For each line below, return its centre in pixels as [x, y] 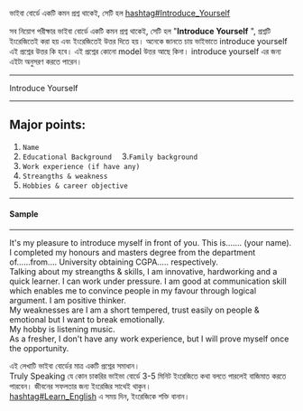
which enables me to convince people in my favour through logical [133, 291]
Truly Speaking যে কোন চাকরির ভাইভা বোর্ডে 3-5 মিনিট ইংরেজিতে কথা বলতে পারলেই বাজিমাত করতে [148, 376]
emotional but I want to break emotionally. [87, 320]
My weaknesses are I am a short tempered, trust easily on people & [134, 310]
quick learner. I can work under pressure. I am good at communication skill [148, 281]
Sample [24, 214]
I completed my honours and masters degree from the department [133, 253]
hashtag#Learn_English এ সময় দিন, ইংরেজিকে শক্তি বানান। [100, 397]
